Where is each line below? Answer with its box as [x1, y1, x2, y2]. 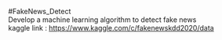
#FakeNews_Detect [8, 7, 71, 16]
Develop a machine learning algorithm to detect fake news [8, 15, 197, 24]
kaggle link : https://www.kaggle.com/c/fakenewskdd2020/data [8, 24, 214, 32]
